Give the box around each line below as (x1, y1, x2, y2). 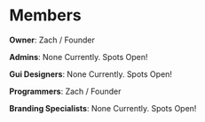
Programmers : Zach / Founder (9, 86, 122, 96)
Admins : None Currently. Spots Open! (9, 51, 148, 62)
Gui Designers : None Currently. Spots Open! (9, 68, 173, 80)
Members (9, 5, 82, 26)
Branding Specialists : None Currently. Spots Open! (9, 103, 197, 113)
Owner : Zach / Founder (9, 34, 95, 45)
